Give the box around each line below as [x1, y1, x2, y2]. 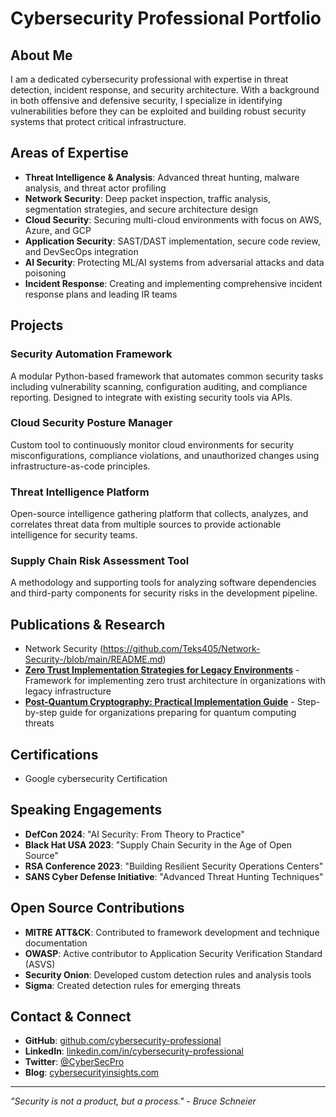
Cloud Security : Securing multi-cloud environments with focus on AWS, [24, 213, 322, 226]
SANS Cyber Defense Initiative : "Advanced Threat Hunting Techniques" [24, 870, 324, 882]
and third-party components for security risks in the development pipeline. [10, 587, 318, 599]
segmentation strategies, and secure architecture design [24, 203, 259, 215]
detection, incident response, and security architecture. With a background [10, 84, 320, 96]
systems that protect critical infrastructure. [10, 116, 187, 127]
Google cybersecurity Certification [24, 773, 168, 785]
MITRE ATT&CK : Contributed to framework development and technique [24, 926, 320, 938]
